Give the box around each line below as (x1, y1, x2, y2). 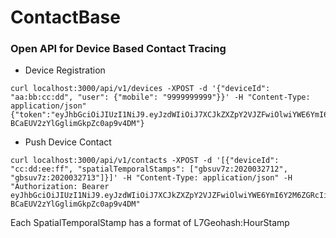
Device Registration (24, 64, 106, 76)
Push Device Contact (24, 136, 112, 148)
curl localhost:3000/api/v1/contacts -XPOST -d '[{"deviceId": (10, 156, 280, 166)
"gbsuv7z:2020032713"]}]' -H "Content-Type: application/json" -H (10, 173, 293, 183)
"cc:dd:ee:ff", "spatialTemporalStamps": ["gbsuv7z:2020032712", (10, 164, 288, 175)
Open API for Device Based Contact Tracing (10, 42, 227, 56)
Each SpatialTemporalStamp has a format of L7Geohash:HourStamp (10, 217, 290, 229)
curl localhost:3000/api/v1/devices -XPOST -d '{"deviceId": (10, 84, 271, 94)
